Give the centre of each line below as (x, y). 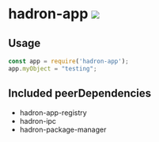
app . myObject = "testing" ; (53, 68)
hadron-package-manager (63, 129)
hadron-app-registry (53, 113)
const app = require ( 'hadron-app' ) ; (68, 61)
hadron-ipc (38, 121)
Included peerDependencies (80, 93)
